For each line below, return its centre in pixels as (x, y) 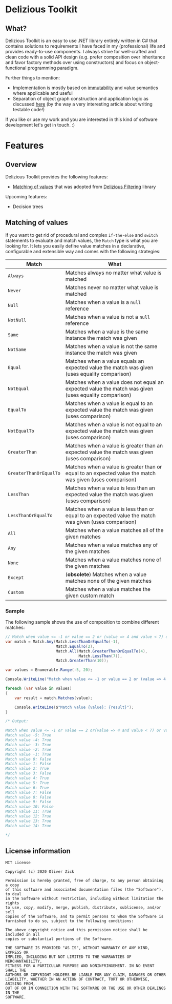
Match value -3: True (28, 745)
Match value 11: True (28, 812)
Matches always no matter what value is (113, 273)
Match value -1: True (28, 754)
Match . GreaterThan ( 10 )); (82, 661)
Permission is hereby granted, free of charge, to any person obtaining (84, 881)
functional (16, 68)
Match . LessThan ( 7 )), (101, 656)
